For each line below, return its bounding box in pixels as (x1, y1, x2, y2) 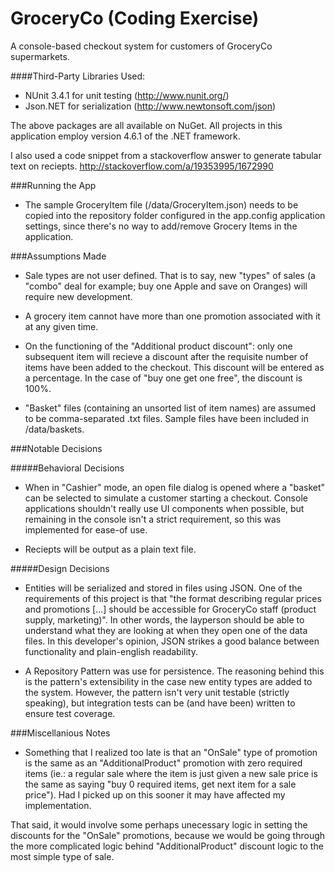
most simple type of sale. (10, 850, 115, 862)
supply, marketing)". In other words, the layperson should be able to (24, 613, 305, 626)
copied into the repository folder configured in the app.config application (24, 209, 326, 221)
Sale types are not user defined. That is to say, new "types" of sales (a (24, 269, 316, 281)
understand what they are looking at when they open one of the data (24, 624, 308, 636)
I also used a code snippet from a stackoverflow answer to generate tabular (10, 149, 322, 161)
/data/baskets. (24, 423, 85, 435)
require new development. (24, 290, 133, 302)
